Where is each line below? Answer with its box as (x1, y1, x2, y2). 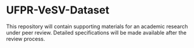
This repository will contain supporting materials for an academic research (6, 23, 188, 30)
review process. (6, 35, 46, 42)
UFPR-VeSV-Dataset (6, 4, 110, 17)
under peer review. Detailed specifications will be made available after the (6, 29, 187, 36)
